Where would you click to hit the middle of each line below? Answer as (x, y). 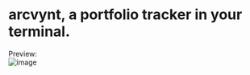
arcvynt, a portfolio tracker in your (125, 15)
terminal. (40, 32)
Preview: (23, 53)
